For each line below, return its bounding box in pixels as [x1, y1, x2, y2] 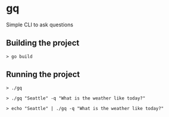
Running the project [6, 70, 80, 80]
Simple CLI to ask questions [6, 21, 73, 28]
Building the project [6, 38, 80, 48]
